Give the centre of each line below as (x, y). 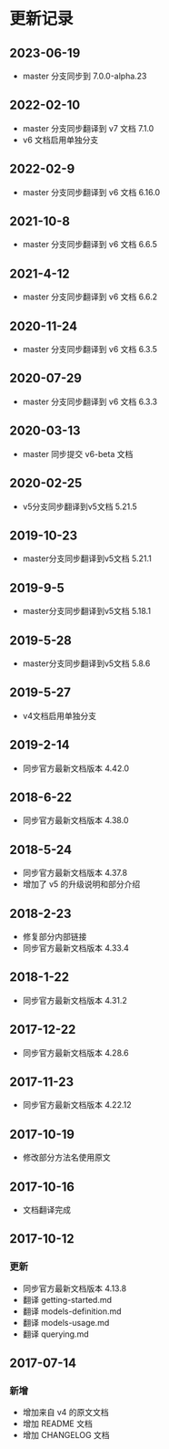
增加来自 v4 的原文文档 (65, 1413)
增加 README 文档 (57, 1423)
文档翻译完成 (46, 1210)
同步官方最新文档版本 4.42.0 (76, 768)
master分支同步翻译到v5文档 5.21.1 (87, 558)
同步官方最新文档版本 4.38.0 (75, 820)
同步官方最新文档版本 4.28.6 (75, 1053)
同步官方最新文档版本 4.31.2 (75, 1000)
